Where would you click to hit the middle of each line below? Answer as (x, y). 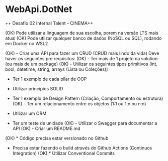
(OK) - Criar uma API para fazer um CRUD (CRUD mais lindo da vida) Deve (82, 53)
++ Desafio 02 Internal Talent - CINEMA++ (49, 23)
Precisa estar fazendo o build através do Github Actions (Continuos (82, 148)
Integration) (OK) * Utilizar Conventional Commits (63, 153)
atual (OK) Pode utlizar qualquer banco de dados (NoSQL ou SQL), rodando (83, 38)
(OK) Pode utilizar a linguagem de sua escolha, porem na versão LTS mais (82, 33)
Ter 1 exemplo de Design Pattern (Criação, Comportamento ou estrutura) (88, 98)
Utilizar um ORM (29, 113)
